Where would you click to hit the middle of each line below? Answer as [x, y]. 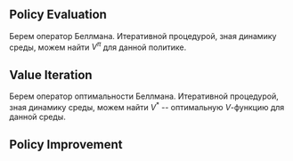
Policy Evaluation [58, 15]
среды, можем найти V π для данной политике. [98, 46]
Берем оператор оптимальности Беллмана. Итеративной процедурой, [144, 96]
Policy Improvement [66, 145]
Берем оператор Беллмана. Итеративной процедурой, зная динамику [143, 36]
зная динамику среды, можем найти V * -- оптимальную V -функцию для [147, 106]
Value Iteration [51, 75]
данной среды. [38, 117]
